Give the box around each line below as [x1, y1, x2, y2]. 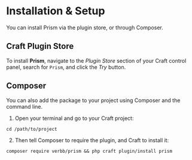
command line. [6, 103, 43, 110]
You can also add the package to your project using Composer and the [6, 97, 181, 104]
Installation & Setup [6, 4, 105, 18]
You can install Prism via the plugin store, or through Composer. [6, 24, 163, 31]
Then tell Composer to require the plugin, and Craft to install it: [14, 136, 169, 144]
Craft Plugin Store [6, 41, 74, 51]
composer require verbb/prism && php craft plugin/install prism [6, 148, 172, 154]
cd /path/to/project [6, 126, 58, 132]
